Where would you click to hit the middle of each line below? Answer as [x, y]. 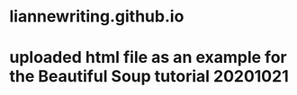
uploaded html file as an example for [148, 58]
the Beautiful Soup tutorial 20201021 [149, 77]
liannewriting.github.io [97, 17]
